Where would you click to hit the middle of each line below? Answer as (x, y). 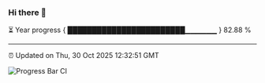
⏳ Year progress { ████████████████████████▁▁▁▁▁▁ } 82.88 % (130, 30)
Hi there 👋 (28, 13)
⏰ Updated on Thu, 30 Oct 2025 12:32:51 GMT (84, 56)
